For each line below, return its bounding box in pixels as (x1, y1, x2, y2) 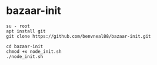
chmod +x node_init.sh (6, 48, 62, 55)
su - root (6, 23, 31, 29)
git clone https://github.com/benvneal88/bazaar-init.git (6, 33, 151, 39)
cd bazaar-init (6, 44, 44, 49)
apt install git (6, 28, 46, 34)
